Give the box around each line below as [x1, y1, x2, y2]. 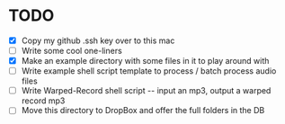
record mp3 [21, 95, 66, 106]
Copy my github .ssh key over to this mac [21, 35, 175, 46]
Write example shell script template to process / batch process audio [21, 66, 277, 76]
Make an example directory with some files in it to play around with [21, 56, 270, 66]
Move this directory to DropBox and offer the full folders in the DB [21, 105, 265, 116]
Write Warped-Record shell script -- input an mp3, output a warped [21, 85, 272, 96]
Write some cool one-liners [21, 46, 122, 56]
